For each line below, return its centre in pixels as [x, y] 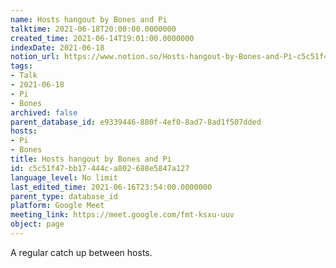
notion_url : [35, 57]
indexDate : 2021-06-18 [57, 47]
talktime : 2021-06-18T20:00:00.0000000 [93, 29]
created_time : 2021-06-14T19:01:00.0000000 [102, 38]
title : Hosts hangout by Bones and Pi [91, 159]
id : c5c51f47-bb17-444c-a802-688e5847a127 [100, 168]
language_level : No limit [64, 177]
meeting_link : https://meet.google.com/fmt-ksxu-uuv [122, 215]
